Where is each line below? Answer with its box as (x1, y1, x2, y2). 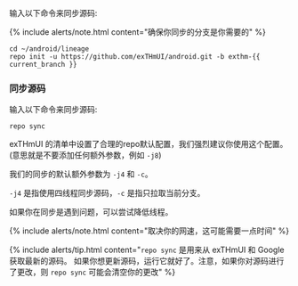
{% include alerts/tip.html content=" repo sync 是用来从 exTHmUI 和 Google (9, 244, 285, 256)
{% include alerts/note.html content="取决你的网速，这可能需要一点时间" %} (9, 225, 290, 236)
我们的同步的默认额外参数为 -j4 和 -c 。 (9, 168, 153, 180)
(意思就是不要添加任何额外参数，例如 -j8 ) (9, 150, 162, 160)
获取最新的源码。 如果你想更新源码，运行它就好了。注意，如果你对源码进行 (9, 256, 285, 266)
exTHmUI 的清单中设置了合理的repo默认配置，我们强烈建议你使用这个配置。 (9, 139, 288, 150)
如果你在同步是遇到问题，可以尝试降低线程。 (9, 207, 173, 217)
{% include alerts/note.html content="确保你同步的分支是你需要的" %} (9, 27, 267, 37)
